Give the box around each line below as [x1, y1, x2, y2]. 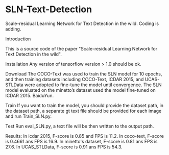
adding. [5, 25, 21, 32]
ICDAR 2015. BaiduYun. [5, 92, 54, 98]
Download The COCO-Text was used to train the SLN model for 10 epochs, [5, 70, 162, 77]
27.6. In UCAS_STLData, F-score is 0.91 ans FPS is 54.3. [5, 144, 123, 150]
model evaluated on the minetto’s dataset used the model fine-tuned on [5, 87, 156, 93]
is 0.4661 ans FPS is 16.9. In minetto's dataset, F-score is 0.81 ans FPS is [5, 138, 158, 144]
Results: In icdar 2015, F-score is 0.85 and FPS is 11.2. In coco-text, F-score [5, 133, 164, 139]
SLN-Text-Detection [5, 4, 92, 15]
